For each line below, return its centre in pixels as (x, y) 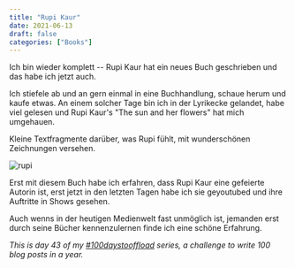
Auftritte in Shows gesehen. (60, 202)
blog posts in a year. (46, 255)
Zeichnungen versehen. (52, 149)
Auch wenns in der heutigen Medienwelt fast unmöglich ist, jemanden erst (144, 218)
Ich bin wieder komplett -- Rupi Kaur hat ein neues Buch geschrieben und (143, 67)
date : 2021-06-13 (41, 26)
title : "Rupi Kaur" (45, 17)
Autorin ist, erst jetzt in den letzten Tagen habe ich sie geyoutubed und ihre (146, 192)
